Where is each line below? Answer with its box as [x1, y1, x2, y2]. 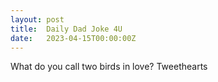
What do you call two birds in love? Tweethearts [10, 61, 208, 73]
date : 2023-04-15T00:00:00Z [10, 33, 137, 43]
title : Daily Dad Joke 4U [10, 24, 123, 34]
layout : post [10, 14, 65, 25]
